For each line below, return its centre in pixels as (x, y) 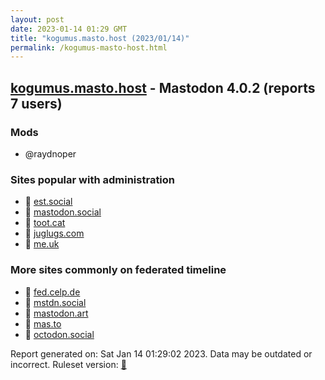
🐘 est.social (48, 202)
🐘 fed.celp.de (52, 292)
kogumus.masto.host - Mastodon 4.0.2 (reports (163, 87)
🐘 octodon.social (59, 334)
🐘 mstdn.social (55, 302)
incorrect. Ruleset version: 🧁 (68, 364)
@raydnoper (50, 153)
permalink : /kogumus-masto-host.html (89, 47)
